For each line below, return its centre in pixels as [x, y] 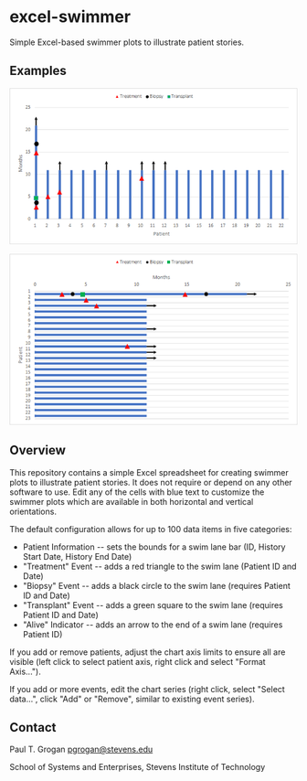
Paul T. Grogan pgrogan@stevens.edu [81, 749]
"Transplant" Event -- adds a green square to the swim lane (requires [153, 604]
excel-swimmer [70, 17]
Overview [38, 450]
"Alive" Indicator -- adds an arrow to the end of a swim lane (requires [153, 625]
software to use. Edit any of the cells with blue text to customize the [137, 492]
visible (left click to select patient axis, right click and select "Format [138, 661]
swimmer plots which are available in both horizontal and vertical [132, 501]
